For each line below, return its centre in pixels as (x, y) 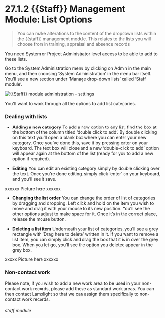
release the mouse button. (39, 219)
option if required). (31, 159)
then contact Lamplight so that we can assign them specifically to (72, 294)
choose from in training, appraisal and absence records (74, 44)
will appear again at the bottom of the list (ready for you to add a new (83, 154)
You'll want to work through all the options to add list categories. (71, 103)
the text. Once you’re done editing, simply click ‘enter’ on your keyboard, (86, 174)
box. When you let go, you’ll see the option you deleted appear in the (82, 245)
